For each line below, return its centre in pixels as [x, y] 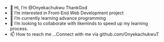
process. [19, 29]
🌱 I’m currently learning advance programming [58, 18]
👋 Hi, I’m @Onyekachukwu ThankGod [48, 8]
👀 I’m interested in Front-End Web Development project [67, 13]
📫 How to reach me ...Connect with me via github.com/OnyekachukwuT [84, 34]
